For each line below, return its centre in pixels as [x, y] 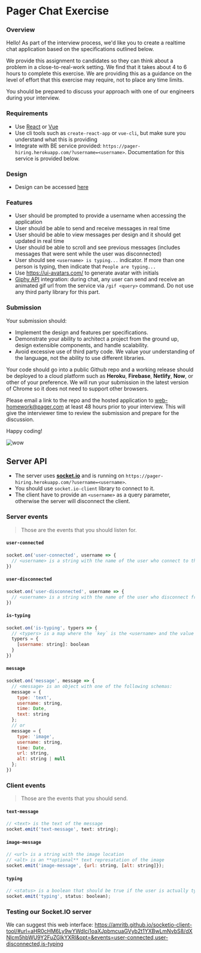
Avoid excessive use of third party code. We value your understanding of [105, 351]
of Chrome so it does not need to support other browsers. [77, 389]
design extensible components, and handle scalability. [82, 345]
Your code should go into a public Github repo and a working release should [100, 369]
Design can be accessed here [51, 187]
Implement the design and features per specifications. [81, 332]
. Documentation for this [154, 152]
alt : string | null [41, 759]
